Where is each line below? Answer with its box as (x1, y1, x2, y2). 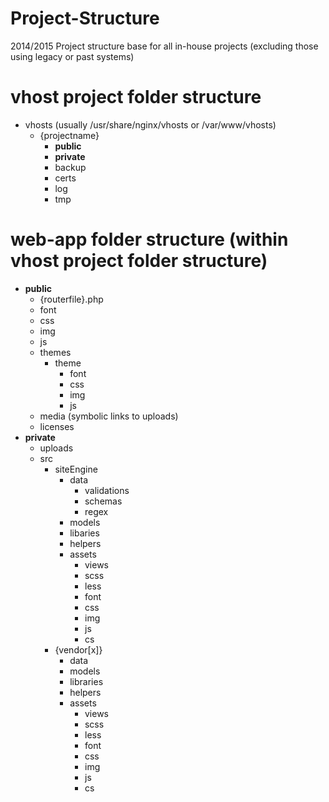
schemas (84, 495, 123, 507)
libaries (69, 527, 100, 539)
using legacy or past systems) (10, 50, 135, 62)
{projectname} (39, 129, 100, 141)
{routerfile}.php (39, 293, 104, 305)
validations (84, 484, 130, 496)
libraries (69, 675, 104, 687)
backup (54, 161, 87, 173)
